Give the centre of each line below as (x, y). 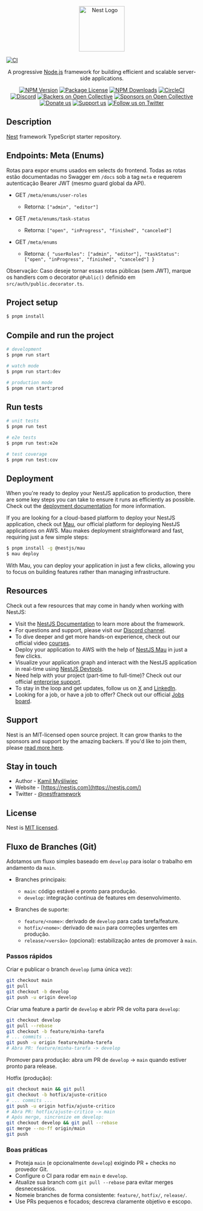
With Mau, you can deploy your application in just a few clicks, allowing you (101, 565)
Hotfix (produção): (29, 1078)
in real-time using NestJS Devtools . (59, 669)
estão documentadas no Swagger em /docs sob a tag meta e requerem (94, 176)
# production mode (29, 382)
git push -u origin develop (42, 997)
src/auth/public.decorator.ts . (45, 283)
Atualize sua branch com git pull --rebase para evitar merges (94, 1183)
